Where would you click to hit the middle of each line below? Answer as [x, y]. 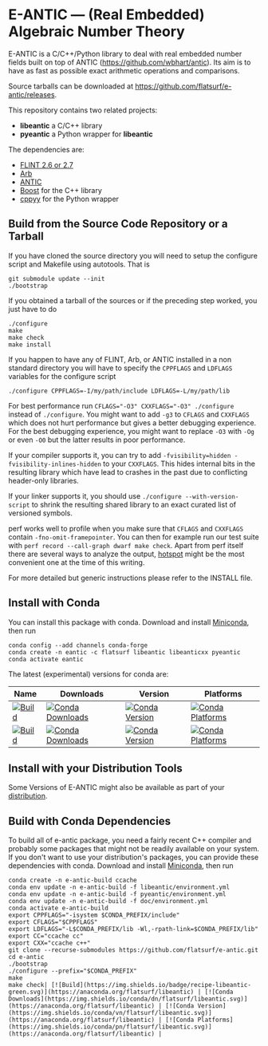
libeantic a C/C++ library [61, 125]
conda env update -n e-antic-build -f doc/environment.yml [108, 902]
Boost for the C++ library [61, 190]
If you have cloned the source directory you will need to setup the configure [133, 255]
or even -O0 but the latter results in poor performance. [97, 440]
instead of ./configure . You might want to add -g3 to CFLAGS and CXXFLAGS [129, 414]
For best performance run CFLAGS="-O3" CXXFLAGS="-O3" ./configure [121, 405]
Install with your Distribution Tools [95, 768]
